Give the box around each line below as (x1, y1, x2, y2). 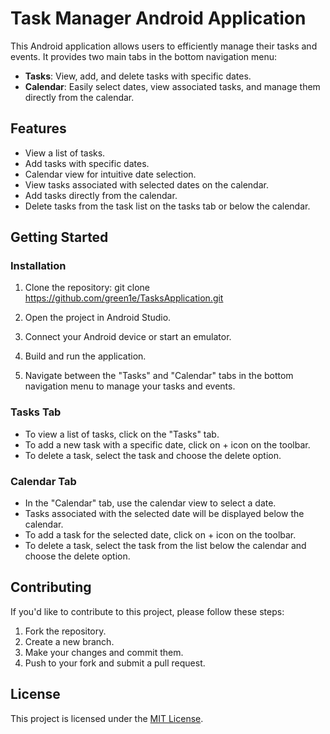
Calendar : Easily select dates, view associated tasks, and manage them (24, 80, 321, 92)
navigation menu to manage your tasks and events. (24, 380, 236, 392)
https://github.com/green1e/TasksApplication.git (24, 292, 224, 304)
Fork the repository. (24, 625, 107, 637)
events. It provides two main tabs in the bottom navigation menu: (10, 50, 278, 62)
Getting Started (10, 229, 109, 246)
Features (10, 120, 67, 137)
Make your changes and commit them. (24, 646, 184, 658)
